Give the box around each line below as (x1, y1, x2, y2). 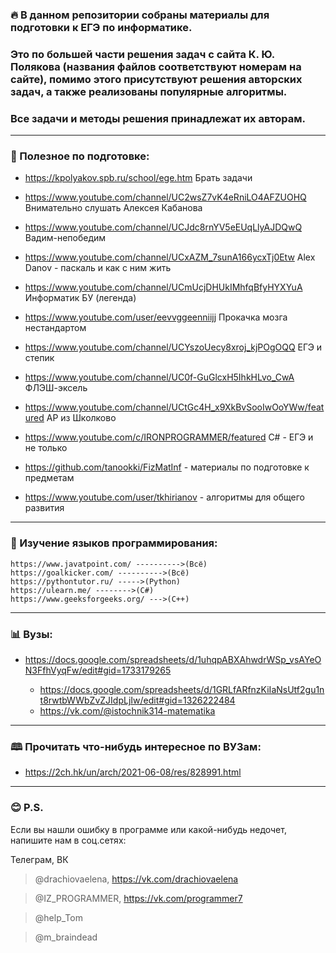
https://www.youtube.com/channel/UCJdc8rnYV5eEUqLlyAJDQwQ (24, 221, 303, 233)
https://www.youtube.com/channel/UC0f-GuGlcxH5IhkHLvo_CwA (24, 371, 295, 383)
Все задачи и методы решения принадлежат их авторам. (10, 111, 307, 125)
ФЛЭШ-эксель (24, 382, 88, 394)
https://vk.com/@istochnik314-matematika (39, 705, 216, 717)
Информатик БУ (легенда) (24, 292, 137, 304)
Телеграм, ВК (10, 853, 69, 865)
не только (24, 442, 68, 454)
